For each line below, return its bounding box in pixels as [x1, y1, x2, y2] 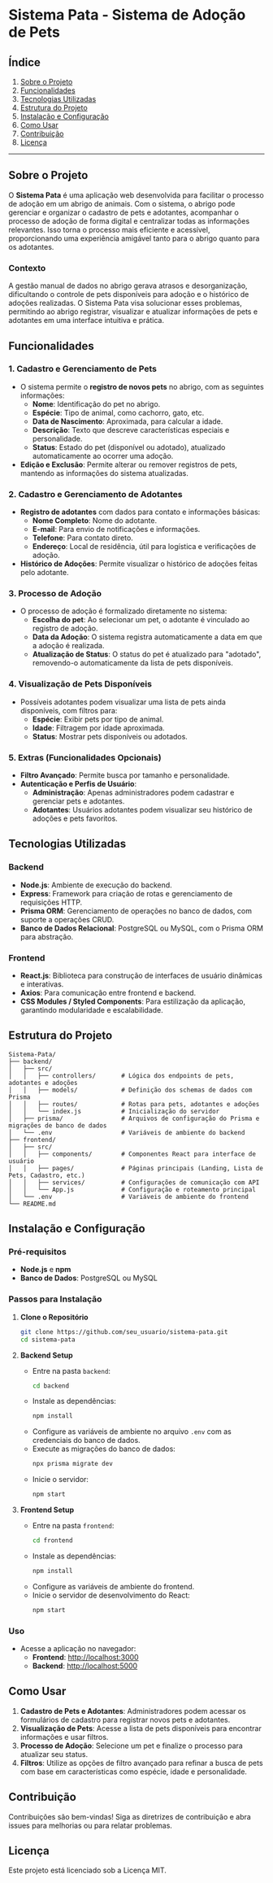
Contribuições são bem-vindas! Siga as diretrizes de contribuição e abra [8, 1811, 252, 1821]
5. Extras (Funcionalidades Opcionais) [8, 752, 162, 763]
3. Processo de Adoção [8, 588, 102, 599]
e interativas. [19, 979, 64, 989]
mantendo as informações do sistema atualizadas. [19, 468, 189, 477]
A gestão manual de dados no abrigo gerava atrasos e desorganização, [8, 281, 248, 290]
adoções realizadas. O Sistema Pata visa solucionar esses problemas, [8, 299, 242, 308]
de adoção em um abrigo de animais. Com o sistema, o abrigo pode [8, 198, 236, 208]
